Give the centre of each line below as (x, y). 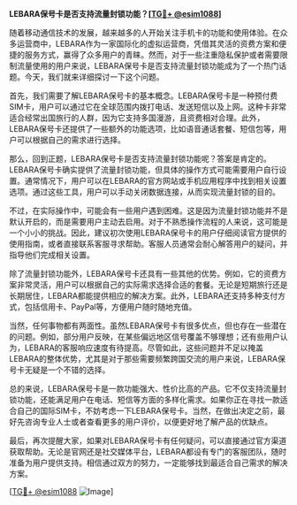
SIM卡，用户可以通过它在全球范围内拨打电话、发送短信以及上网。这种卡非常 (148, 107)
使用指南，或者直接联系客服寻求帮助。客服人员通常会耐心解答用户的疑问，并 (148, 244)
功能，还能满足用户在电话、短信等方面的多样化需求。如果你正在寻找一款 (148, 400)
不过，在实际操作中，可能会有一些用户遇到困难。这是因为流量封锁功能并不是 (148, 210)
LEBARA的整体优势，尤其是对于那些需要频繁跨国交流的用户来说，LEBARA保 (147, 359)
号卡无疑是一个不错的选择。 (60, 370)
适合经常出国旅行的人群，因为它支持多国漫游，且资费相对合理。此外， (137, 118)
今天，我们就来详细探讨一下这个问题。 (94, 77)
